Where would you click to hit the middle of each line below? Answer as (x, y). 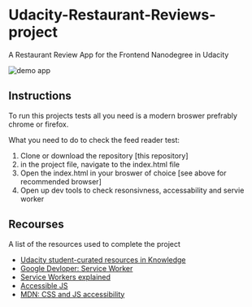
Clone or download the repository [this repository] (104, 155)
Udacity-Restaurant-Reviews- (112, 15)
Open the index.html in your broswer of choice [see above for (123, 173)
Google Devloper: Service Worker (76, 268)
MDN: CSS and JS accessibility (72, 294)
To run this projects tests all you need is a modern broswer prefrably (123, 115)
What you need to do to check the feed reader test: (94, 140)
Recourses (36, 225)
